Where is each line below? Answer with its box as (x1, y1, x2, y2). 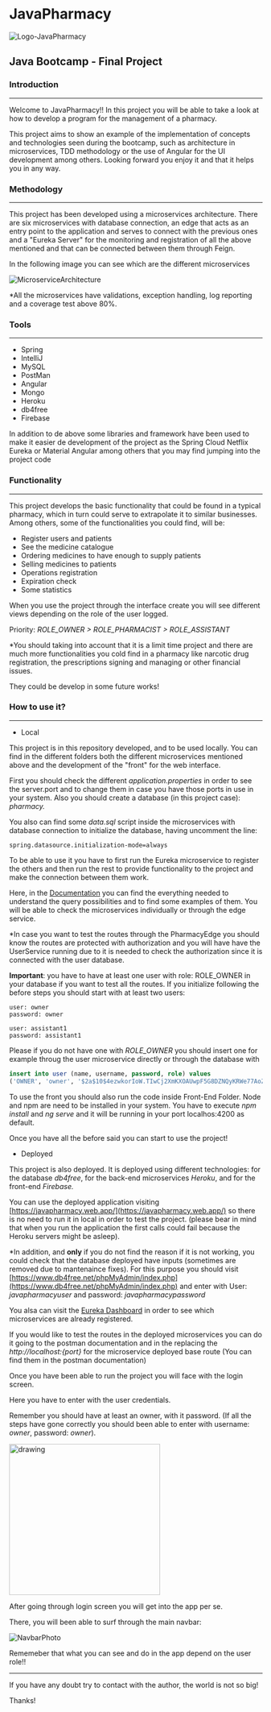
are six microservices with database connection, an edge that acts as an (9, 218, 249, 227)
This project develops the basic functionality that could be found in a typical (9, 500, 261, 510)
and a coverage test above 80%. (9, 299, 117, 309)
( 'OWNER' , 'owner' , (9, 1077, 75, 1085)
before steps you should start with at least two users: (9, 988, 186, 997)
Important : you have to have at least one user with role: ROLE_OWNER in (9, 970, 251, 980)
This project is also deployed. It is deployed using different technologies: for (9, 1164, 261, 1174)
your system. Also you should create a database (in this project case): (9, 793, 240, 802)
